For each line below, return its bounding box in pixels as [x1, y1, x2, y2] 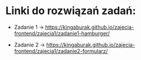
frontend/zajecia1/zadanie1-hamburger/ [14, 29, 110, 36]
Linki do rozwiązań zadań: [5, 4, 136, 18]
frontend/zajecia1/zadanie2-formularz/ [14, 47, 109, 54]
